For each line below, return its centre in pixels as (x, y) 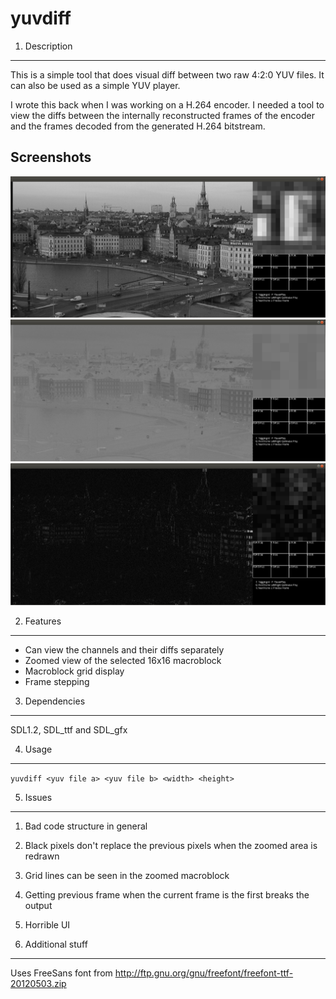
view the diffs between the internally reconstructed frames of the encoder (162, 115)
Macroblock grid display (74, 671)
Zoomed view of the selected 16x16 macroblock (123, 660)
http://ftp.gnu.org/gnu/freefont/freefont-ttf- (204, 973)
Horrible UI (47, 924)
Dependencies (55, 701)
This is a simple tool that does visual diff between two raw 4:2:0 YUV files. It (167, 74)
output (38, 905)
